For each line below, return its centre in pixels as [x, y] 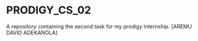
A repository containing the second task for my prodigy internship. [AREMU [99, 26]
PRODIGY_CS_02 [49, 10]
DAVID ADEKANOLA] [32, 32]
